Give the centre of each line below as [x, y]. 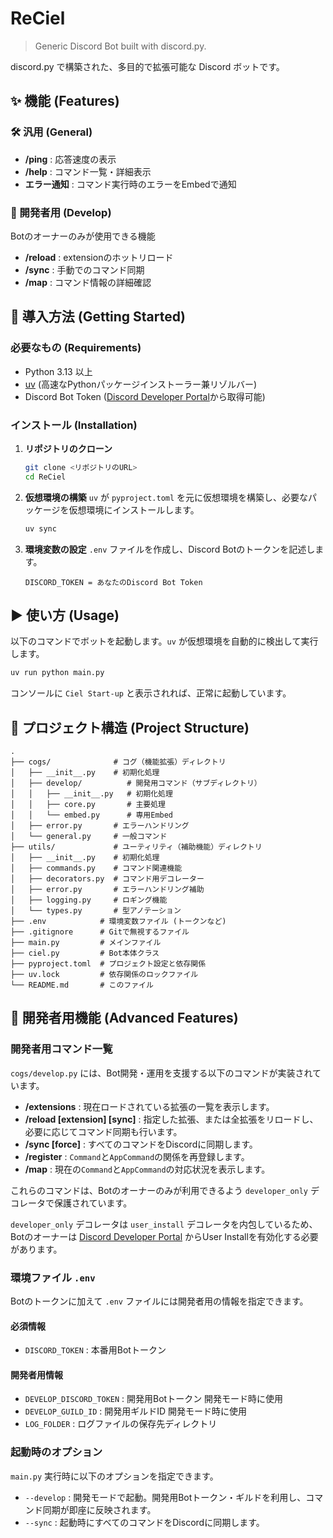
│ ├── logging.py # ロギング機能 [89, 900]
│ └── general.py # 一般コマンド [89, 837]
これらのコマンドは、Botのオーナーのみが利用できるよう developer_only [159, 1190]
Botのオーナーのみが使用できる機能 [83, 236]
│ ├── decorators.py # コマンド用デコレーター [107, 879]
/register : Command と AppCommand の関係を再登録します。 [137, 1156]
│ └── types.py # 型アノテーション [96, 911]
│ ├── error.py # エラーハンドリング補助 [107, 890]
